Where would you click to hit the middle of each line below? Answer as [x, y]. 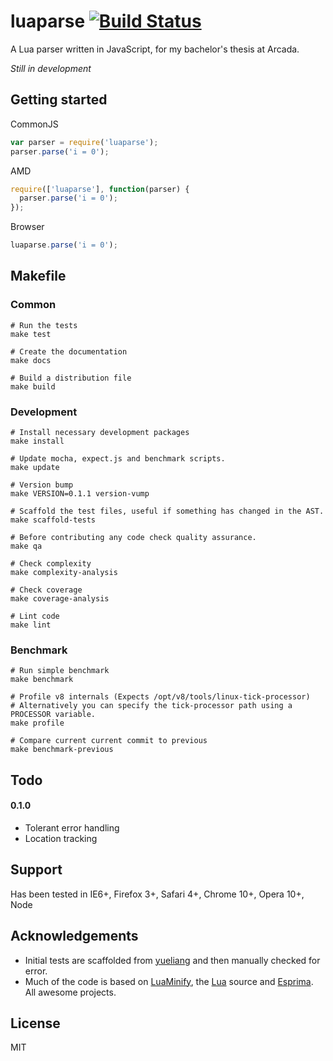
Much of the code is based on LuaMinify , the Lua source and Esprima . [169, 981]
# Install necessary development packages [100, 432]
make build [33, 386]
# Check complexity [51, 563]
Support [36, 870]
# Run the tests [44, 325]
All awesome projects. [70, 992]
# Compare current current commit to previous [109, 741]
